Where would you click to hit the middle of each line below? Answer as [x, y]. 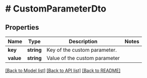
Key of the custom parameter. [82, 50]
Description [83, 42]
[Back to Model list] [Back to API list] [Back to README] [63, 70]
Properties [22, 27]
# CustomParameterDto [56, 9]
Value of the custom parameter [83, 58]
